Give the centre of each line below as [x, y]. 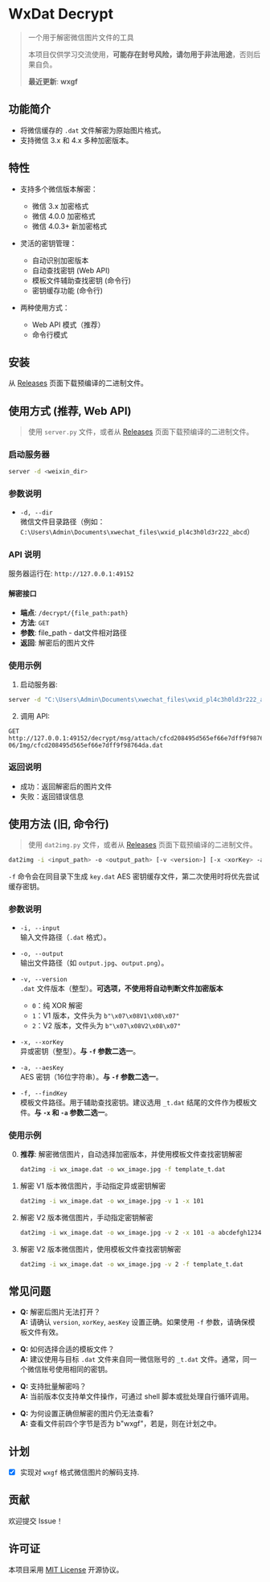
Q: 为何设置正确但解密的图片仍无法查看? [87, 1414]
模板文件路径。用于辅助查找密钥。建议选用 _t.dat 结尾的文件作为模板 [135, 1102]
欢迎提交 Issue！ [36, 1521]
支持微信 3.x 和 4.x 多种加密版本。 [76, 140]
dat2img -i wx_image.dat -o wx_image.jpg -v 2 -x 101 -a [117, 1232]
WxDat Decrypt [61, 14]
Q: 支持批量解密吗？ [53, 1387]
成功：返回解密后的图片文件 [66, 786]
